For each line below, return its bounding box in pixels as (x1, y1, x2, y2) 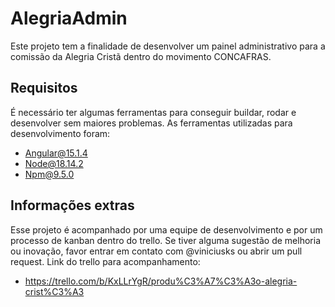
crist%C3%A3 (24, 285, 85, 297)
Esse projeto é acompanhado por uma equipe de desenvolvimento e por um (10, 223, 323, 236)
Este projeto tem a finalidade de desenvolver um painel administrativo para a (10, 40, 326, 52)
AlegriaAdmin (10, 7, 128, 30)
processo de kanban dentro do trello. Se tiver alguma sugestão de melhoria (10, 234, 321, 246)
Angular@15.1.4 (24, 147, 88, 159)
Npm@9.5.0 (24, 168, 75, 180)
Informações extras (10, 197, 135, 214)
